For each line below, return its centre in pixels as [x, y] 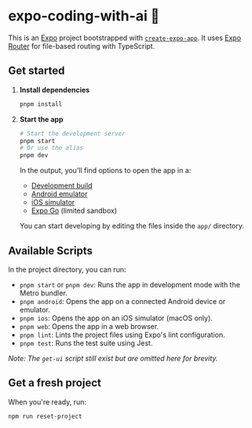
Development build [62, 186]
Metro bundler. [44, 293]
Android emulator [59, 194]
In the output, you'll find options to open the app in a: [105, 170]
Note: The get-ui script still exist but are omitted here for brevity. [113, 358]
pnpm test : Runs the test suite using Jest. [86, 343]
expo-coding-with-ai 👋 [84, 16]
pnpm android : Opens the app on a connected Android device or [122, 301]
